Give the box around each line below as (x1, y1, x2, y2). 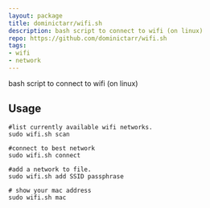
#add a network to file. (8, 165, 92, 173)
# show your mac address (8, 186, 92, 194)
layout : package (8, 11, 63, 20)
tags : (8, 42, 27, 50)
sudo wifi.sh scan (8, 130, 70, 138)
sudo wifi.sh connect (8, 151, 81, 159)
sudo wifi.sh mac (8, 194, 67, 202)
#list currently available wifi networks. (8, 123, 153, 131)
